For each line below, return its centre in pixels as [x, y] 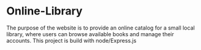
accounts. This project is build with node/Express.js [71, 40]
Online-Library [44, 11]
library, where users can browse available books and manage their [90, 34]
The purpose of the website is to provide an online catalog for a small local [100, 28]
